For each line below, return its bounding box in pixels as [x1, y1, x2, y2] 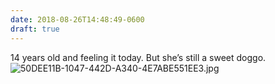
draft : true [10, 24, 60, 34]
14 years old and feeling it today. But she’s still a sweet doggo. [10, 51, 267, 63]
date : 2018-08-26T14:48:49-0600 [10, 14, 145, 25]
